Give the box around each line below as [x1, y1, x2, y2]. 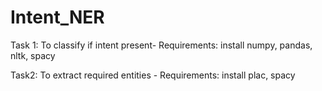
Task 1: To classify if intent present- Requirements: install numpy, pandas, [10, 39, 313, 51]
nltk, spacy [10, 49, 56, 61]
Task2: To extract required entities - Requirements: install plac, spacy [10, 69, 296, 81]
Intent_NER [10, 6, 105, 29]
